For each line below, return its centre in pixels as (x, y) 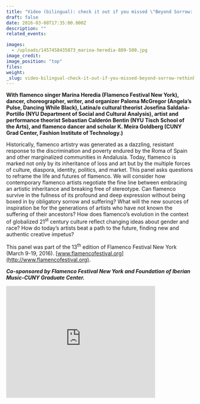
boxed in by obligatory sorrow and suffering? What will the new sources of (97, 202)
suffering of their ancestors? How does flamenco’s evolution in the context (97, 214)
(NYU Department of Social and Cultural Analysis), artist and (102, 114)
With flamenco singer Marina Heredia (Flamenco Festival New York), (93, 95)
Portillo (15, 114)
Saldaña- (178, 107)
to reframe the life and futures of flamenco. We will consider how (86, 176)
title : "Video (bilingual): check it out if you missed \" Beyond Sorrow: (100, 12)
